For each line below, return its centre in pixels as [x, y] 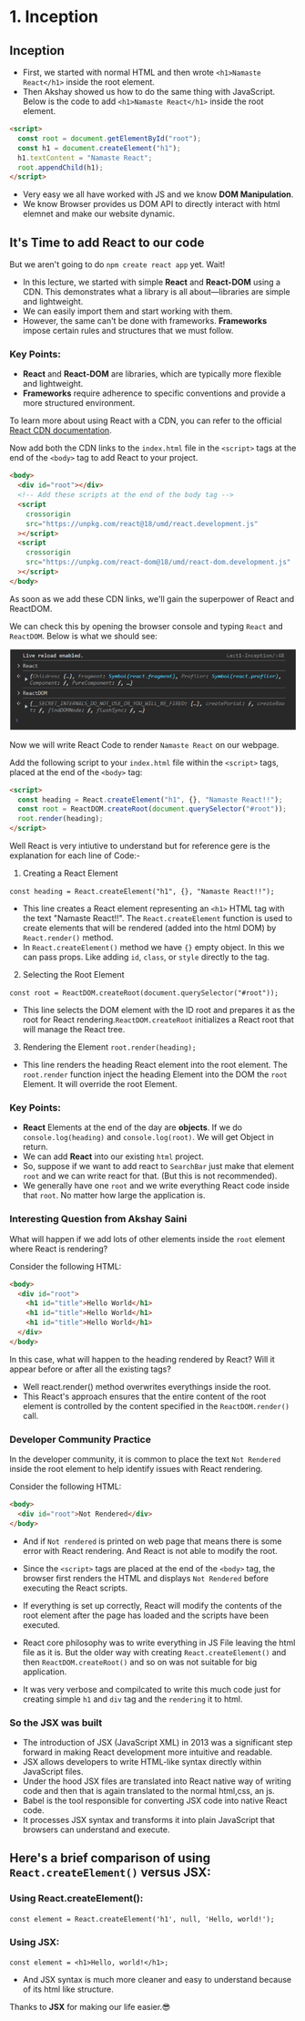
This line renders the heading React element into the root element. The [155, 1065]
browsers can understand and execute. [96, 1829]
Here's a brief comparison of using [110, 1858]
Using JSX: [35, 1942]
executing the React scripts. [75, 1588]
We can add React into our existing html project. [113, 1156]
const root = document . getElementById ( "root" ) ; [110, 139]
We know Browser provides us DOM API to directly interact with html [151, 204]
